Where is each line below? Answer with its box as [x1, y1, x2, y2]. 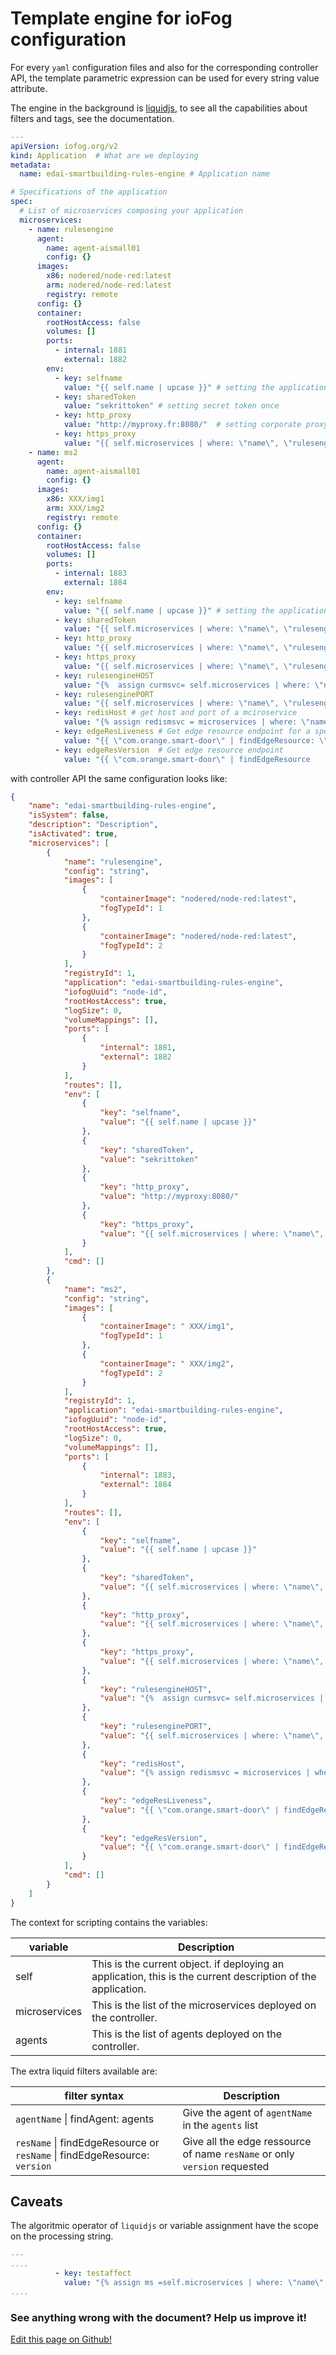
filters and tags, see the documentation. [10, 112, 175, 124]
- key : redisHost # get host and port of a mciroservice [54, 708, 298, 718]
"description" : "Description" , [28, 820, 159, 830]
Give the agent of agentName [182, 2105, 313, 2119]
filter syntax [64, 2088, 124, 2102]
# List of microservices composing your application [19, 206, 244, 216]
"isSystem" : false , [28, 810, 110, 821]
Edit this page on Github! [10, 2333, 112, 2346]
